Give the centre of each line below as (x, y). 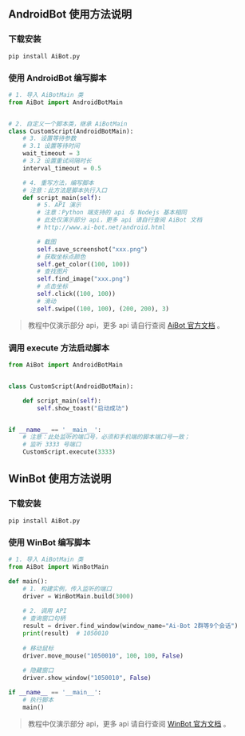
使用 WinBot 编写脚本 (49, 542)
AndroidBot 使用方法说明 (70, 14)
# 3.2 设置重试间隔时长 (57, 161)
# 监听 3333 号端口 (52, 445)
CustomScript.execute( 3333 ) (69, 452)
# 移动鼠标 (38, 648)
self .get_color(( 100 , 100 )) (83, 264)
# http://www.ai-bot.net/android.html (101, 228)
